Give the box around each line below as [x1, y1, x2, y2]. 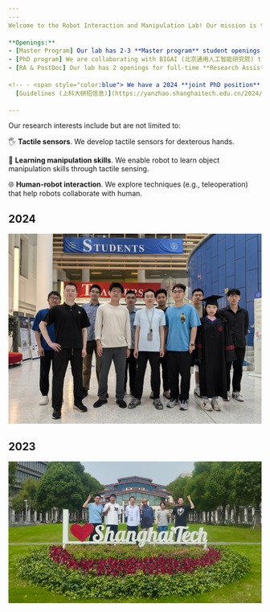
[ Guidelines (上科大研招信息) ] [15, 89, 112, 97]
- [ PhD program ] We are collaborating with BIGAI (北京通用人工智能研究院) [8, 55, 255, 64]
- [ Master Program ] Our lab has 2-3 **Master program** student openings [8, 47, 261, 55]
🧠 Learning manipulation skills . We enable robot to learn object [8, 155, 219, 165]
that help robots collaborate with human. [8, 189, 143, 199]
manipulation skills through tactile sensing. [8, 164, 149, 174]
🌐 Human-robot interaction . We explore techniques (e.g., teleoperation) [8, 179, 249, 189]
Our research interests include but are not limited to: [8, 121, 181, 130]
